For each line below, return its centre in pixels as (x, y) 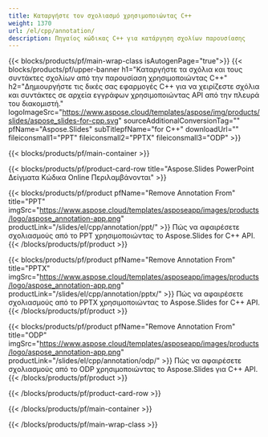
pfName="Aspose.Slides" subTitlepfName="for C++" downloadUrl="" (124, 129)
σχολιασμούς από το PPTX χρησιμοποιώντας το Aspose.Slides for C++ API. (134, 303)
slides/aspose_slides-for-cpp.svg (63, 120)
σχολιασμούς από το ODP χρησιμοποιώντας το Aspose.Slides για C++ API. (133, 370)
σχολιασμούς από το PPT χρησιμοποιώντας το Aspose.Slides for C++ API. (132, 236)
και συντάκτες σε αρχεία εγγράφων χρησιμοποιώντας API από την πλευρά (134, 95)
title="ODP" (28, 335)
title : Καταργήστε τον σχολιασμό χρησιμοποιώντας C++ (100, 16)
